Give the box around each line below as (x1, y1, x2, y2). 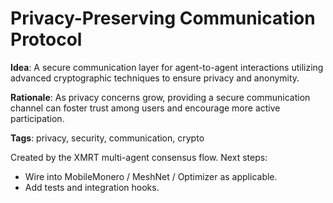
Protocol (10, 28, 83, 51)
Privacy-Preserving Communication (10, 7, 316, 30)
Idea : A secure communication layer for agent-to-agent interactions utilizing (10, 61, 324, 73)
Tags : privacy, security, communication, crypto (10, 132, 205, 144)
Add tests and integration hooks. (24, 181, 160, 193)
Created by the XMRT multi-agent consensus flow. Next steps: (10, 151, 268, 163)
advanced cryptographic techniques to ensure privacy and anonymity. (10, 72, 300, 84)
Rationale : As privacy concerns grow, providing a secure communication (10, 91, 311, 103)
